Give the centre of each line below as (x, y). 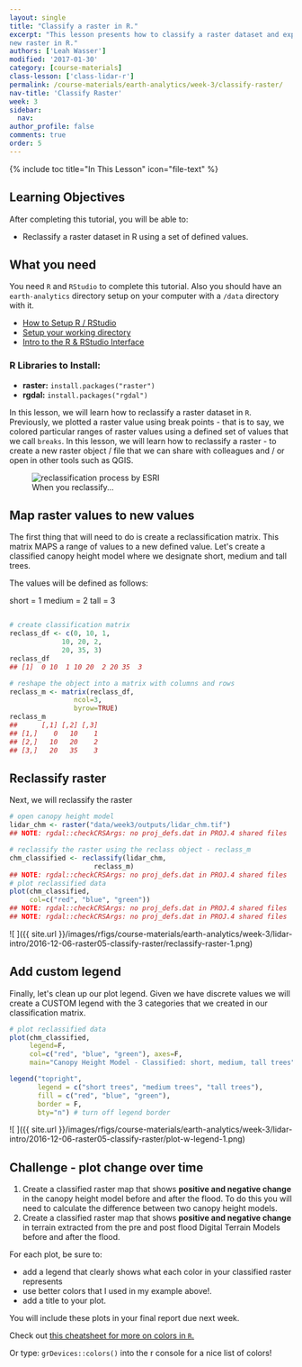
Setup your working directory (77, 333)
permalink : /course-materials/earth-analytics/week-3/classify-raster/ (146, 85)
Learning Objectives (67, 198)
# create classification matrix (70, 625)
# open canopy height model (62, 816)
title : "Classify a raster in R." (74, 26)
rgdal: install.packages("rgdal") (85, 395)
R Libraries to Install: (55, 366)
